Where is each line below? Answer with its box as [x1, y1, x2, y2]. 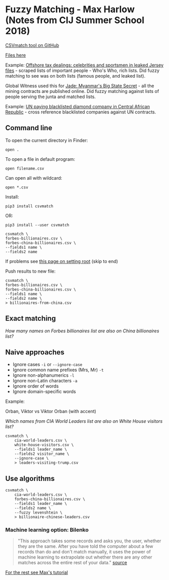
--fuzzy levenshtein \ [14, 510, 63, 515]
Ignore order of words [12, 383, 59, 389]
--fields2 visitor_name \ [14, 451, 70, 456]
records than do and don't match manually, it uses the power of [17, 549, 151, 555]
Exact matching [5, 314, 56, 323]
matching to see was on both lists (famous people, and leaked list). [5, 72, 146, 79]
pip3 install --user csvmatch [5, 222, 70, 228]
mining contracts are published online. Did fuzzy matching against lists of [5, 88, 159, 94]
